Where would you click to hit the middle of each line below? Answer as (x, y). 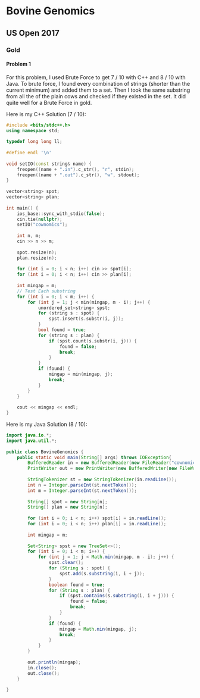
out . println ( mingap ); (54, 662)
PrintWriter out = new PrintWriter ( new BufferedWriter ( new (102, 469)
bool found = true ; (62, 330)
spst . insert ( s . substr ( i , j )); (86, 319)
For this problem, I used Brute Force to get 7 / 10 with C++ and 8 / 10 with (96, 77)
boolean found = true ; (77, 585)
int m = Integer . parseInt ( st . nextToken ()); (82, 490)
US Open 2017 (33, 33)
